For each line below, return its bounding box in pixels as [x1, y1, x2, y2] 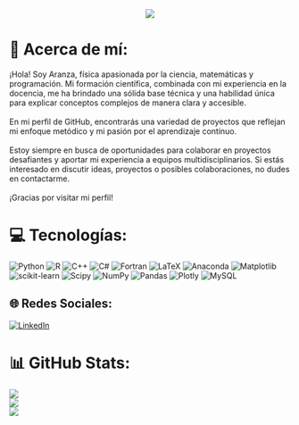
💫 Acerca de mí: [9, 39, 129, 60]
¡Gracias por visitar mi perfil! [9, 192, 113, 203]
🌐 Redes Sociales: [9, 296, 113, 312]
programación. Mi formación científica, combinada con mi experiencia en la [9, 78, 287, 88]
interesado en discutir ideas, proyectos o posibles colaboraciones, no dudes [9, 163, 290, 174]
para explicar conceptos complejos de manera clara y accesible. [9, 97, 247, 108]
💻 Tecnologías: [9, 225, 128, 246]
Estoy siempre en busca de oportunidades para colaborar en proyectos [9, 145, 271, 155]
